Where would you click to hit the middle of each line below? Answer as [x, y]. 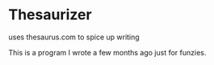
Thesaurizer [50, 15]
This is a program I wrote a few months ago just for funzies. [107, 52]
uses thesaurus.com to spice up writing [74, 37]
